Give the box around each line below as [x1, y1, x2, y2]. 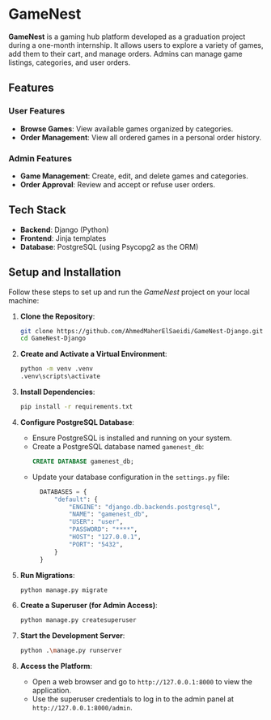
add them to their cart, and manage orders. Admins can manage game [8, 49, 243, 58]
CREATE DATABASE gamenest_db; [32, 457, 135, 465]
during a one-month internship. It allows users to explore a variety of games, [8, 40, 264, 49]
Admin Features [8, 152, 73, 164]
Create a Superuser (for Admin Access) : [19, 601, 158, 611]
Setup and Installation [8, 265, 121, 280]
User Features [8, 105, 66, 117]
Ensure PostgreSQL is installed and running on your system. [32, 433, 232, 443]
